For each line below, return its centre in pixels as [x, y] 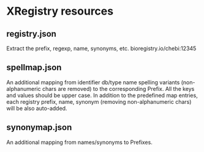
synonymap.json [39, 127]
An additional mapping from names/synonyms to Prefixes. [80, 142]
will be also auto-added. [37, 108]
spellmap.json [34, 67]
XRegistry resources [60, 11]
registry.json [32, 34]
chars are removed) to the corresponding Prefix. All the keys [118, 89]
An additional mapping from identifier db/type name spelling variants [93, 82]
